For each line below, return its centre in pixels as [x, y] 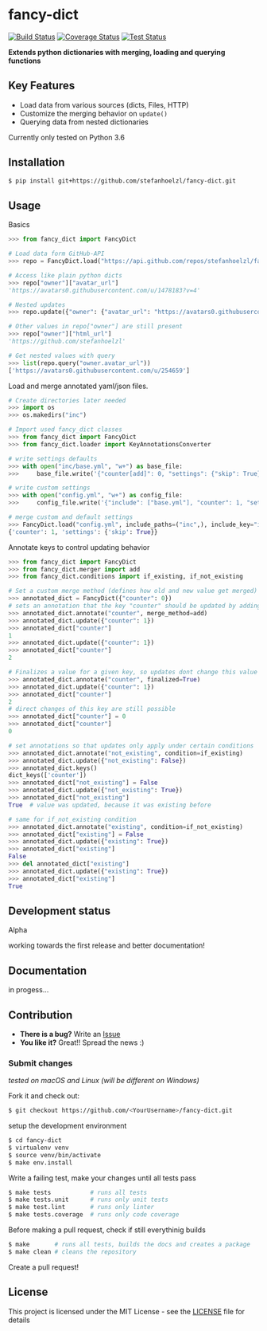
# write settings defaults [53, 459]
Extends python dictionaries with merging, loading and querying [117, 52]
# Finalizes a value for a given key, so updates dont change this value [133, 672]
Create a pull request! [44, 1267]
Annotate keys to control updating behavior [79, 547]
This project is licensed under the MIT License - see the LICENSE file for [126, 1311]
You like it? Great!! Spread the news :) [82, 1042]
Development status [60, 911]
